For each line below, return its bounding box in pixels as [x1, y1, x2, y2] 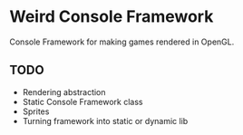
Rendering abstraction [22, 86, 106, 97]
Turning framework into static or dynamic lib [22, 115, 189, 126]
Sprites [22, 106, 50, 117]
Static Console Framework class [22, 96, 143, 107]
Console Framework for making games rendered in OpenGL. [9, 36, 235, 47]
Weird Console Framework [9, 6, 214, 27]
